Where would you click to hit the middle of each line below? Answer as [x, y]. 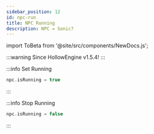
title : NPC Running [31, 23]
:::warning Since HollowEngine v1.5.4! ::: [56, 57]
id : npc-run [21, 17]
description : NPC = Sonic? [40, 29]
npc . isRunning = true [33, 80]
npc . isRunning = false [35, 114]
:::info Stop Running [31, 103]
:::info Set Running [29, 69]
